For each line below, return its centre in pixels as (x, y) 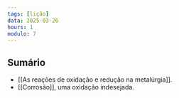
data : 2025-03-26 (33, 21)
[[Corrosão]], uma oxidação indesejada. (76, 87)
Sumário (27, 62)
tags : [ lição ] (28, 14)
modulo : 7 (22, 34)
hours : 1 (20, 27)
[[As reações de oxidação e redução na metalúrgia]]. (95, 80)
